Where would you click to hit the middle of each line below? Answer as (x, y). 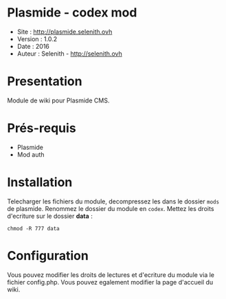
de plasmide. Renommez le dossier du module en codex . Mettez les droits (111, 208)
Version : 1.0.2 (37, 38)
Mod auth (31, 154)
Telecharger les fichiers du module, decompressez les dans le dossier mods (113, 201)
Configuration (48, 255)
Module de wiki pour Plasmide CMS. (58, 100)
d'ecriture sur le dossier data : (50, 216)
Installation (40, 182)
